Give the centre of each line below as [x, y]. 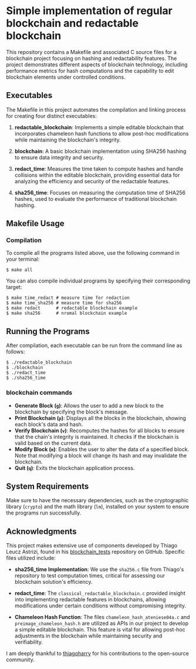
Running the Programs [48, 331]
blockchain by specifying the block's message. [71, 412]
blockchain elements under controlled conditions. [66, 77]
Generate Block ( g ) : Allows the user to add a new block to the [89, 405]
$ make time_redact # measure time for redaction [68, 298]
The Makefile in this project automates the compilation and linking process [96, 109]
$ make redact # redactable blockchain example [72, 308]
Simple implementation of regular [89, 11]
